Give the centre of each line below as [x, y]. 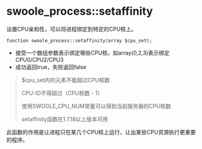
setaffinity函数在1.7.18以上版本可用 [65, 119]
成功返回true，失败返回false [51, 67]
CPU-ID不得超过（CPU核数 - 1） [62, 93]
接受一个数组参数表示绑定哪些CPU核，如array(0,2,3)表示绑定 [92, 53]
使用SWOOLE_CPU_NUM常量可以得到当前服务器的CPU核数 [96, 106]
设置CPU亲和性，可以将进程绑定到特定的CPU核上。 [72, 29]
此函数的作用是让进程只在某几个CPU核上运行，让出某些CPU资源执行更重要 [101, 132]
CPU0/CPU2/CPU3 [39, 59]
